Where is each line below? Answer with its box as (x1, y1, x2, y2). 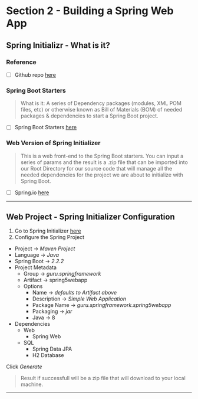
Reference (6, 58, 37, 66)
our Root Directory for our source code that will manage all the (20, 165, 173, 172)
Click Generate (6, 363, 42, 370)
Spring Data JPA (32, 345, 72, 352)
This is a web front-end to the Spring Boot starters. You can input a (20, 152, 184, 159)
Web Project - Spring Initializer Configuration (6, 212, 175, 222)
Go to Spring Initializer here (14, 227, 81, 234)
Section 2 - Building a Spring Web (6, 4, 174, 18)
